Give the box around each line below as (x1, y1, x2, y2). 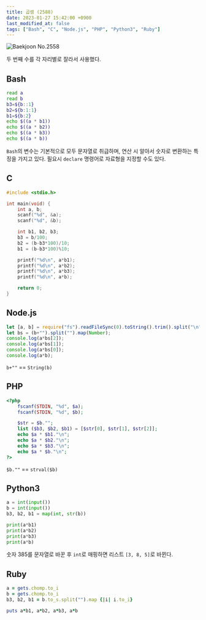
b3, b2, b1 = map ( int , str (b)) (6, 511, 86, 517)
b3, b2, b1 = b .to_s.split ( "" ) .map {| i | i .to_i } (6, 597, 133, 603)
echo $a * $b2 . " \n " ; (17, 437, 70, 443)
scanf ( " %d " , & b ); (17, 218, 62, 224)
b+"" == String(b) (6, 363, 53, 371)
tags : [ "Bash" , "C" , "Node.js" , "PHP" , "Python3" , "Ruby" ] (6, 26, 161, 33)
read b (6, 96, 23, 102)
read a (6, 90, 23, 96)
